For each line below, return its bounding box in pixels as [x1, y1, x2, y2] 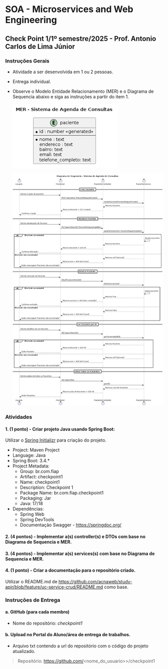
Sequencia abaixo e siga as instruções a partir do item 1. [12, 93, 129, 99]
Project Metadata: [12, 463, 50, 469]
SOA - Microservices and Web [5, 4, 134, 15]
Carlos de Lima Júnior [5, 42, 75, 51]
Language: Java [12, 452, 46, 458]
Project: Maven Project [12, 447, 60, 453]
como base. [104, 584, 129, 590]
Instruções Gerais [5, 57, 50, 64]
